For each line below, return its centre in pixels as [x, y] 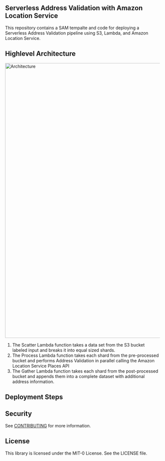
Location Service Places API [41, 366]
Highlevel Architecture [41, 54]
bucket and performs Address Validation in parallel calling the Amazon [83, 360]
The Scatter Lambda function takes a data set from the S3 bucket [78, 345]
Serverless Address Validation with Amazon [74, 8]
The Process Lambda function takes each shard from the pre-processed [85, 355]
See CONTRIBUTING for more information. [48, 425]
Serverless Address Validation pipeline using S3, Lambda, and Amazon [77, 33]
